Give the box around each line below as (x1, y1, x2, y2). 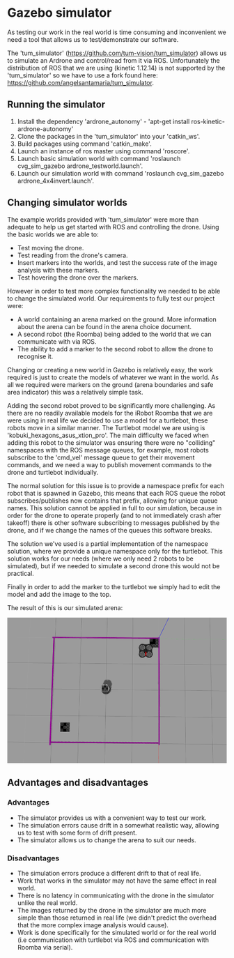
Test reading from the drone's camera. (17, 251, 128, 259)
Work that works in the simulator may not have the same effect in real (17, 876, 217, 885)
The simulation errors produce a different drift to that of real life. (17, 869, 201, 877)
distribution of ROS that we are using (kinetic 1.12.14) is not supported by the (7, 63, 226, 72)
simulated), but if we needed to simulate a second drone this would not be (7, 561, 220, 570)
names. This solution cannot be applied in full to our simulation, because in (7, 503, 222, 512)
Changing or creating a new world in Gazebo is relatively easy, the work (7, 365, 214, 374)
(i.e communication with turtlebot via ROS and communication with (17, 936, 209, 944)
